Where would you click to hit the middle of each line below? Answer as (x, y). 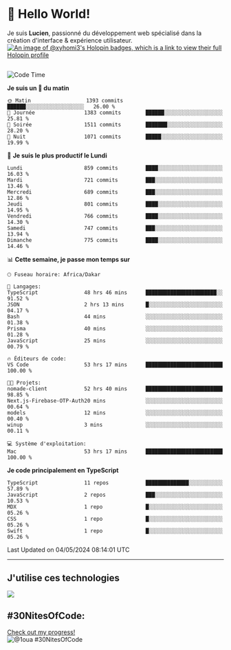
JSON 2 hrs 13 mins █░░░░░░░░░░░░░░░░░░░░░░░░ (115, 305)
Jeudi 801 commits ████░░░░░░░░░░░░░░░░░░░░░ (115, 204)
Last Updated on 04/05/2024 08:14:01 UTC (68, 550)
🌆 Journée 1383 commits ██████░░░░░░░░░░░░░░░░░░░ (115, 113)
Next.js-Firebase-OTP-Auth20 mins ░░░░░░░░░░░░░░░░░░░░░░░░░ (115, 401)
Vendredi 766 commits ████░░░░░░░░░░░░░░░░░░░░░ (115, 216)
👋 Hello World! (49, 14)
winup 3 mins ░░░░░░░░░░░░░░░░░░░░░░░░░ (115, 425)
